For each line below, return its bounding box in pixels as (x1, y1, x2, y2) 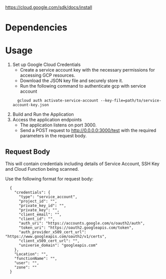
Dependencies (5, 22, 67, 33)
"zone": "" (14, 264, 37, 270)
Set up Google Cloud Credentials (12, 61, 81, 67)
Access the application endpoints (12, 117, 82, 123)
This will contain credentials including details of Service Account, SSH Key (5, 161, 160, 167)
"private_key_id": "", (18, 203, 66, 208)
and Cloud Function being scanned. (5, 166, 79, 172)
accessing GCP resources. (20, 73, 75, 79)
